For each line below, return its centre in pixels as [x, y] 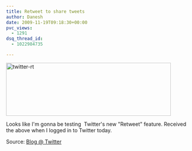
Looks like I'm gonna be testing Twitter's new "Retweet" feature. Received [96, 124]
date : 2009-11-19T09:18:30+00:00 [47, 22]
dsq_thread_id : [25, 39]
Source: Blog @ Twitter [34, 142]
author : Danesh [25, 17]
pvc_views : [19, 28]
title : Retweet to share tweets [45, 11]
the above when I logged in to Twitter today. [59, 130]
